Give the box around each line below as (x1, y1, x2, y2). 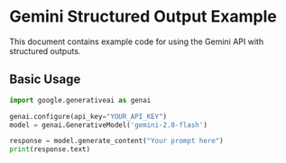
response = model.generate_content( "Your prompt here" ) (9, 137, 224, 146)
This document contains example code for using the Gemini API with (9, 36, 264, 47)
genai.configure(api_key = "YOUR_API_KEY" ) (9, 112, 168, 121)
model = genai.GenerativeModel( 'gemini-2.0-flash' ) (9, 120, 208, 130)
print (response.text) (9, 145, 91, 154)
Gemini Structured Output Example (9, 6, 277, 27)
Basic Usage (9, 72, 81, 87)
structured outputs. (9, 45, 81, 56)
